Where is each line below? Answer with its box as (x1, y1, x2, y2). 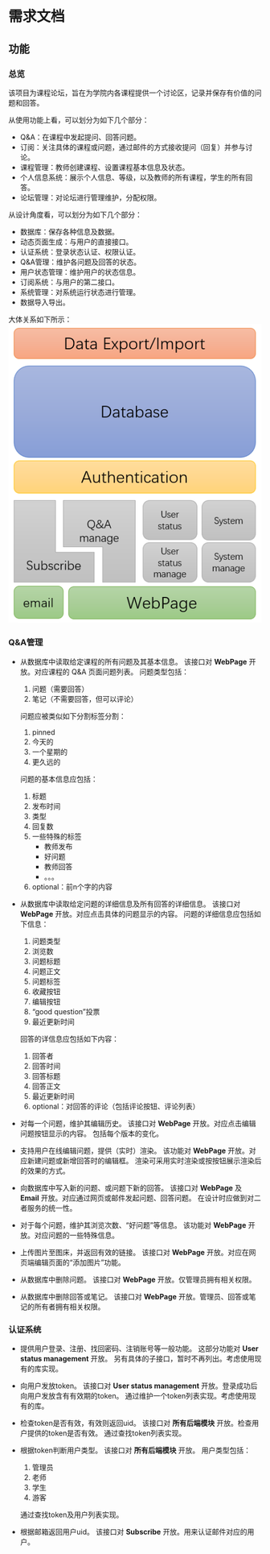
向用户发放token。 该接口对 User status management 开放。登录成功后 (19, 1381, 258, 1390)
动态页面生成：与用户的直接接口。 (19, 237, 133, 247)
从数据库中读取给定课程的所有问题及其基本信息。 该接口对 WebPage (19, 657, 247, 666)
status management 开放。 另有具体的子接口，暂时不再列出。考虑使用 (19, 1353, 255, 1363)
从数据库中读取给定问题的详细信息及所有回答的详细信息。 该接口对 (19, 899, 241, 909)
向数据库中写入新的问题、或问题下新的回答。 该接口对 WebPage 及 (19, 1183, 243, 1192)
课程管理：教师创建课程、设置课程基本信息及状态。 (19, 162, 190, 172)
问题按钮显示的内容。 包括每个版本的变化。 (19, 1129, 163, 1138)
